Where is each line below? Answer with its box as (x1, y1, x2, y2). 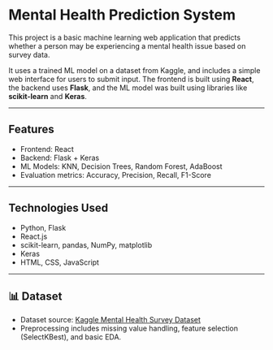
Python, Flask (19, 223, 67, 232)
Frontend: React (19, 144, 75, 153)
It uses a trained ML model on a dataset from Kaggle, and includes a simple (8, 65, 261, 75)
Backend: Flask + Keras (19, 153, 100, 162)
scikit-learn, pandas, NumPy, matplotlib (19, 240, 153, 249)
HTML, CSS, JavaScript (19, 257, 100, 267)
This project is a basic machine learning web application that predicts (8, 32, 241, 42)
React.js (19, 231, 48, 241)
